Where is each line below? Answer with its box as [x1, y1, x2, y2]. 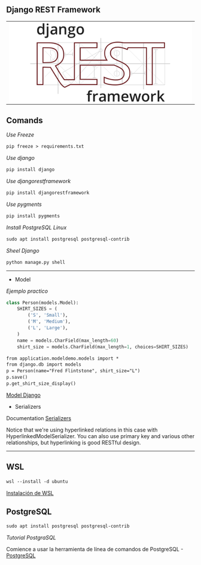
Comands [6, 115, 43, 125]
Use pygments [6, 201, 42, 208]
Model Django [6, 391, 41, 399]
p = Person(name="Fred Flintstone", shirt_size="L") [6, 368, 141, 374]
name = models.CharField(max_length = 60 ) [17, 338, 119, 344]
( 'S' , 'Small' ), [28, 312, 68, 318]
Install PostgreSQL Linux [6, 224, 67, 231]
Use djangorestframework [6, 178, 71, 185]
